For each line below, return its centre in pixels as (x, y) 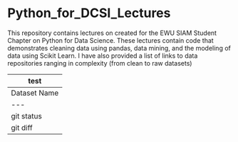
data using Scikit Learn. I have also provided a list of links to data (103, 56)
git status (27, 116)
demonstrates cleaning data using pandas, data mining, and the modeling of (119, 48)
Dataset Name (35, 93)
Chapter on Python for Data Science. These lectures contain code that (110, 40)
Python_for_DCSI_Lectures (89, 13)
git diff (22, 128)
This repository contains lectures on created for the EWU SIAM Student (112, 33)
